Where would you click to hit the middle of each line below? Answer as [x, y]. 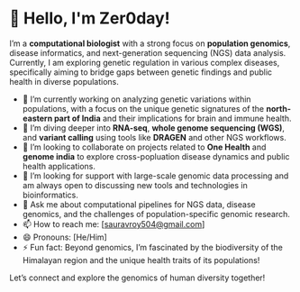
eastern [37, 118]
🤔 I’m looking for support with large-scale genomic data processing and [155, 176]
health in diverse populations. [64, 81]
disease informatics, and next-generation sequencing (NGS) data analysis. [148, 52]
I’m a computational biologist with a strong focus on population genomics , [150, 43]
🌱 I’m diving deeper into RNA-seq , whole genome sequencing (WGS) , [154, 128]
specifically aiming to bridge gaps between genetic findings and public [141, 72]
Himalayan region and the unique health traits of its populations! [141, 260]
